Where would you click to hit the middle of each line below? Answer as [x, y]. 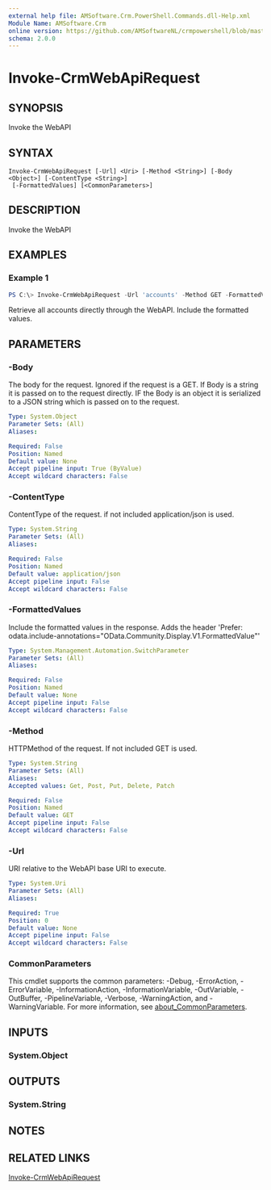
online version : [35, 31]
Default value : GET [41, 815]
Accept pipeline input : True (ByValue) [75, 469]
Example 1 [29, 278]
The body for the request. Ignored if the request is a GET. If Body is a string [133, 385]
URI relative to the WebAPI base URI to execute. [88, 869]
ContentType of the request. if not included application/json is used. [121, 514]
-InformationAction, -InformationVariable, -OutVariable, [148, 990]
